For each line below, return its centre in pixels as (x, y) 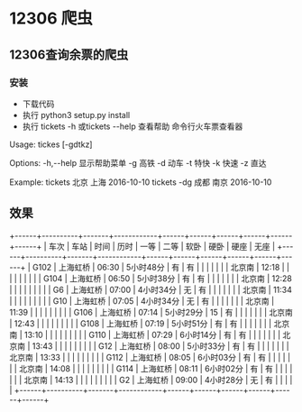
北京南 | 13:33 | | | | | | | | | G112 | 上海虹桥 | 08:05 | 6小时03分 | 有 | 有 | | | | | (150, 357)
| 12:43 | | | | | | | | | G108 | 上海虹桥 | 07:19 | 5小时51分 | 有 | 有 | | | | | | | (141, 323)
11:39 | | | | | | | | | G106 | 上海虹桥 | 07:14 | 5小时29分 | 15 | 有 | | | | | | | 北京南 (151, 312)
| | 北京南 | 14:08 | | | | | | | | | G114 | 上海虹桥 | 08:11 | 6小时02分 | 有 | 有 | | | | (151, 368)
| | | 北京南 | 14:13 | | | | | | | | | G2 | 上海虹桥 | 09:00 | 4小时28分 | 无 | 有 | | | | (151, 380)
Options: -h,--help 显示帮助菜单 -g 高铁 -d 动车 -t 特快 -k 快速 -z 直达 (138, 162)
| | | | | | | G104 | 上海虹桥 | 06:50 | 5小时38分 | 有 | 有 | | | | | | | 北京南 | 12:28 (151, 278)
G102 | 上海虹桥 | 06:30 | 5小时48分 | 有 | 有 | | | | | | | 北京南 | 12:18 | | (161, 267)
